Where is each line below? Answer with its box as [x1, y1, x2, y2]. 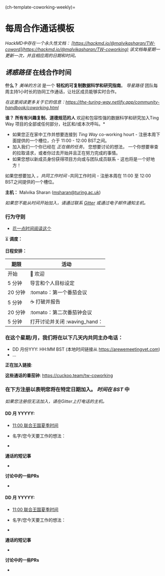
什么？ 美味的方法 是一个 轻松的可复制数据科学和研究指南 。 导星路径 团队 [5, 82, 154, 88]
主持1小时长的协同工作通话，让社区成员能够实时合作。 [9, 88, 119, 94]
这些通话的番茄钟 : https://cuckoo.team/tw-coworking [5, 372, 113, 379]
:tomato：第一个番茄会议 [30, 289, 87, 296]
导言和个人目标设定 [30, 280, 75, 287]
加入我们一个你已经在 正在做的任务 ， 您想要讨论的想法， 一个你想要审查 [12, 144, 159, 149]
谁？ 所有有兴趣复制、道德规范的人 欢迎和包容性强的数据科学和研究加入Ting [5, 114, 159, 120]
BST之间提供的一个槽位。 [5, 179, 57, 184]
